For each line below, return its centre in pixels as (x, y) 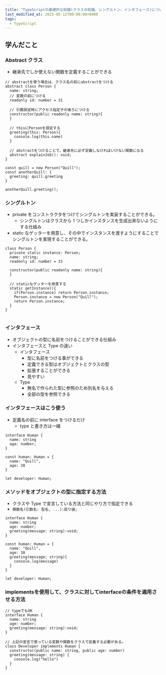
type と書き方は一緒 (40, 426)
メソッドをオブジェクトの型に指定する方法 (56, 492)
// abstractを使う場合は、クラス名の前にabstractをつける (59, 82)
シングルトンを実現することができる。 (51, 239)
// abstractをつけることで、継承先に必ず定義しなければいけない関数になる (77, 150)
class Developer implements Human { (43, 646)
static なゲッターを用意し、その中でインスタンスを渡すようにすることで (85, 233)
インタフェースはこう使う (35, 408)
